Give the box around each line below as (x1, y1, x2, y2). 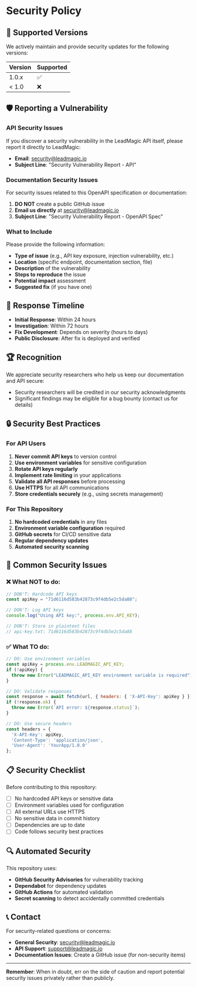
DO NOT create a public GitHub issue (14, 200, 105, 207)
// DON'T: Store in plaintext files (6, 624, 96, 629)
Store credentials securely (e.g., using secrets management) (14, 490, 164, 497)
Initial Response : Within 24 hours (14, 316, 96, 324)
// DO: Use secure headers (6, 720, 72, 726)
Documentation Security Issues (6, 176, 98, 184)
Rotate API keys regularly (14, 465, 78, 472)
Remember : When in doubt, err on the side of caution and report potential (6, 968, 185, 975)
